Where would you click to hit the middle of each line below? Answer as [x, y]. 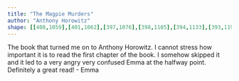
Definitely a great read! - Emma [53, 70]
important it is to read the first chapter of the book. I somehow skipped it [114, 55]
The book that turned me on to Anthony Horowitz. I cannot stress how [110, 48]
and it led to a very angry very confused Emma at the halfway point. [107, 63]
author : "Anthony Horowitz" [49, 21]
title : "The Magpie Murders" [51, 14]
